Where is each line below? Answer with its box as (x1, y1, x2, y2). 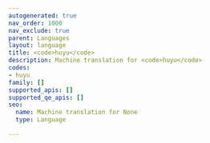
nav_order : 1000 (8, 19, 63, 27)
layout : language (8, 42, 67, 50)
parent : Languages (8, 34, 70, 42)
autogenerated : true (8, 11, 78, 20)
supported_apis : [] (8, 85, 74, 94)
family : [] (8, 78, 45, 86)
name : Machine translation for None (15, 109, 138, 117)
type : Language (15, 116, 67, 124)
